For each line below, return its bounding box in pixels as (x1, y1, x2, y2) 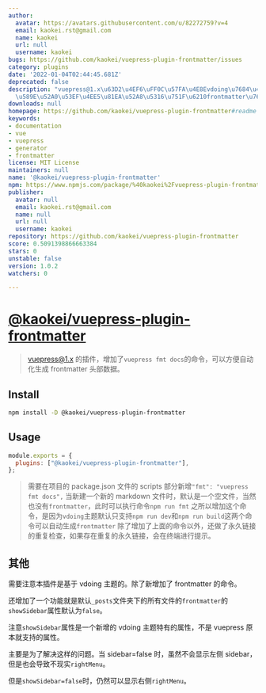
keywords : (8, 115, 41, 123)
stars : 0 (8, 247, 37, 255)
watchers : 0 (8, 269, 47, 277)
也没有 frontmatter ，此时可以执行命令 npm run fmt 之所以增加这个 (27, 501, 240, 511)
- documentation (8, 122, 62, 130)
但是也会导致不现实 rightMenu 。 (8, 659, 110, 669)
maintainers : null (8, 166, 69, 174)
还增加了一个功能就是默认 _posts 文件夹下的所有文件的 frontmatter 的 (8, 596, 228, 606)
